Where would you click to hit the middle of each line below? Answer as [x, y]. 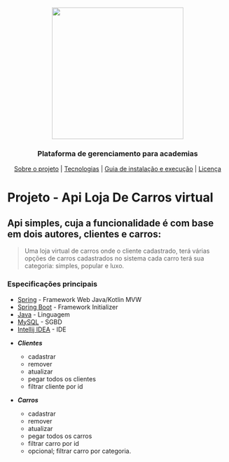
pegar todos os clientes [62, 378]
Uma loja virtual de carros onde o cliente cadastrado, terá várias [117, 251]
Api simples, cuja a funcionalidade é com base [111, 224]
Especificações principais [53, 284]
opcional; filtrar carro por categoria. [79, 451]
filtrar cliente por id [55, 386]
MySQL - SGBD [40, 322]
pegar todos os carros [60, 436]
